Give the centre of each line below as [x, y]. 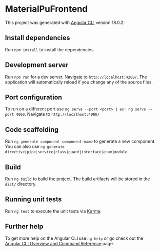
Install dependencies [38, 38]
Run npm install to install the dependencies [49, 49]
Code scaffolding [32, 130]
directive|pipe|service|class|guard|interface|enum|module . [67, 152]
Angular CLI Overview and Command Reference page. [60, 243]
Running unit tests [33, 199]
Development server [37, 65]
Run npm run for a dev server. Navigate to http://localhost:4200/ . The [76, 77]
